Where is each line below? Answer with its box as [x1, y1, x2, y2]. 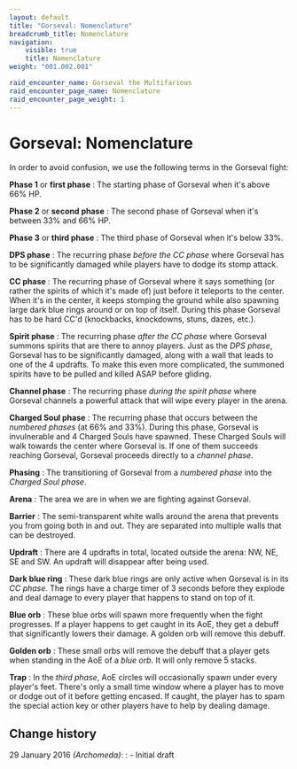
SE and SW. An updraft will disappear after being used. [9, 556, 210, 567]
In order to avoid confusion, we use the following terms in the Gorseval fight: [9, 162, 289, 173]
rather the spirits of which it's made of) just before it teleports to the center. [9, 285, 285, 297]
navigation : [9, 37, 53, 47]
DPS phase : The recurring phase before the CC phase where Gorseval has [9, 250, 285, 260]
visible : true [25, 46, 77, 55]
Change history [9, 726, 98, 741]
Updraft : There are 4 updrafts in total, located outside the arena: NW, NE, [9, 547, 279, 558]
